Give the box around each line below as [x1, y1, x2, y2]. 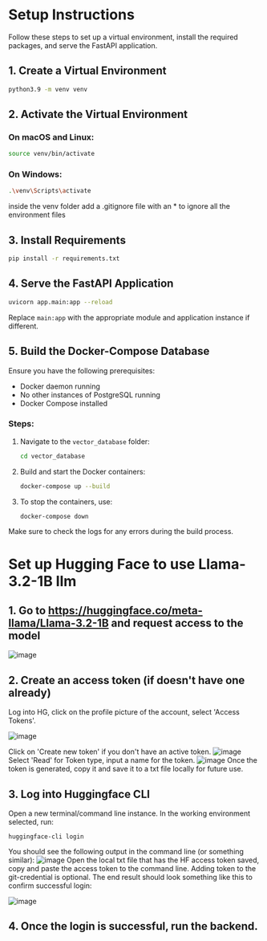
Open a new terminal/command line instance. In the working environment [8, 809, 251, 818]
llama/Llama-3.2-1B [8, 617, 110, 630]
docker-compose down [19, 512, 89, 520]
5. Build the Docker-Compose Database [8, 344, 210, 358]
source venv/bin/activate [8, 150, 95, 158]
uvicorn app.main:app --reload [8, 298, 113, 306]
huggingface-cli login [8, 833, 84, 841]
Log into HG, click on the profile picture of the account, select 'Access [8, 707, 241, 717]
